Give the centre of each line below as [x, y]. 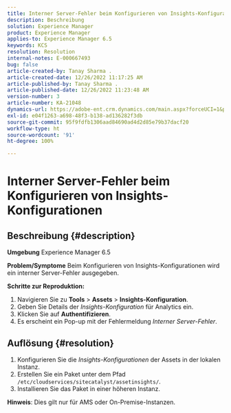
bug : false [23, 65]
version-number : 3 [33, 97]
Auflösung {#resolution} [61, 343]
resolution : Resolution [41, 52]
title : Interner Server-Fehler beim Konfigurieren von [87, 13]
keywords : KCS [27, 45]
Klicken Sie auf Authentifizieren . [64, 314]
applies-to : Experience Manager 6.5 [59, 39]
